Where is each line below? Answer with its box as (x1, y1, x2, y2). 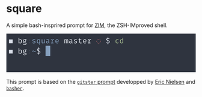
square (6, 2, 42, 16)
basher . (6, 84, 24, 92)
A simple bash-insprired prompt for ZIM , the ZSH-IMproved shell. (6, 22, 168, 29)
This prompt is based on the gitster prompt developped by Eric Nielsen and (6, 78, 195, 86)
